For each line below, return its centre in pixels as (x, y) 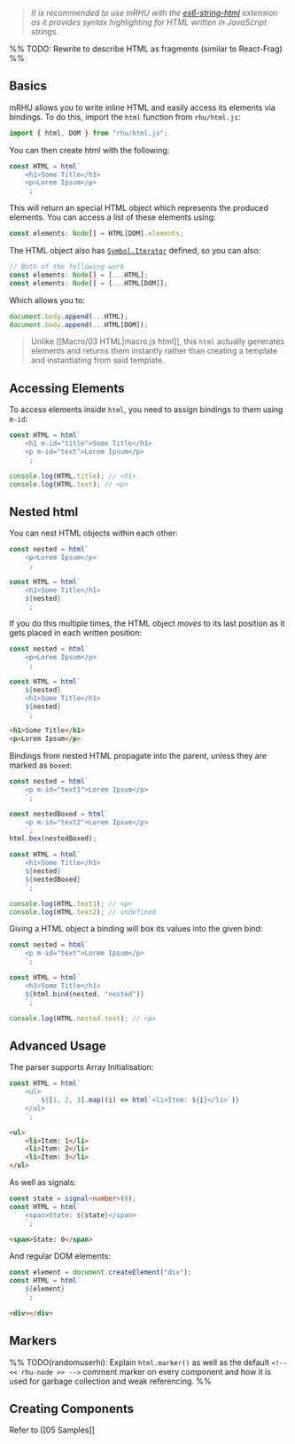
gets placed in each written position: (76, 633)
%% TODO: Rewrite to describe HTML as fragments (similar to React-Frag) (146, 49)
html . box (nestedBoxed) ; (53, 839)
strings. (45, 31)
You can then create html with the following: (89, 150)
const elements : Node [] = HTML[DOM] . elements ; (97, 234)
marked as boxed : (41, 765)
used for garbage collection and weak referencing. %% (110, 1381)
